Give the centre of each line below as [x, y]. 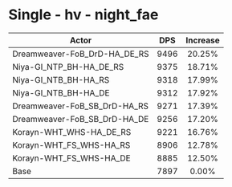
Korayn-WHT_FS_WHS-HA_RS [71, 144]
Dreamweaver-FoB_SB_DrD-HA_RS [81, 106]
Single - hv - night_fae [83, 15]
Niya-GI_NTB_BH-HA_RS [61, 79]
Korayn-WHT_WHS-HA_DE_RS [72, 132]
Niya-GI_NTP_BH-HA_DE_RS [68, 67]
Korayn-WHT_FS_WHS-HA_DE [71, 158]
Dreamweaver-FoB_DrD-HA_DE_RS [81, 54]
